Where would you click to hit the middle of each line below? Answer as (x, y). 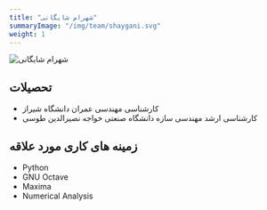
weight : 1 (28, 34)
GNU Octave (45, 177)
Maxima (36, 186)
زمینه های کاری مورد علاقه (73, 146)
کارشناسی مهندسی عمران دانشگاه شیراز (90, 109)
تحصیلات (31, 87)
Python (35, 167)
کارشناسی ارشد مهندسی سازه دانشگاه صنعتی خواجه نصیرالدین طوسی (140, 118)
